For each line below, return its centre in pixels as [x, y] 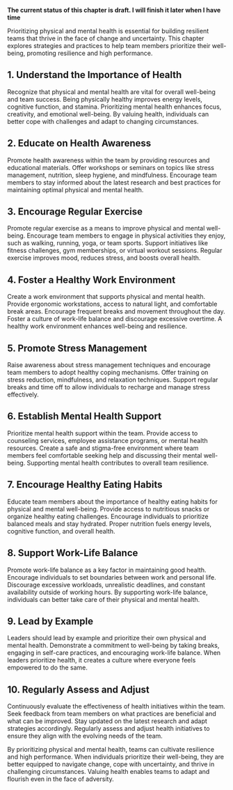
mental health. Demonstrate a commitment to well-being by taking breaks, [113, 645]
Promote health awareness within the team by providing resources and [109, 160]
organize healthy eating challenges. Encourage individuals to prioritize [108, 516]
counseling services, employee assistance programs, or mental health [107, 440]
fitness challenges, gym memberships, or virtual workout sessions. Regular [115, 251]
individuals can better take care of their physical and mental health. [104, 599]
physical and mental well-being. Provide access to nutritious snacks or [109, 509]
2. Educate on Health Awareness [79, 143]
